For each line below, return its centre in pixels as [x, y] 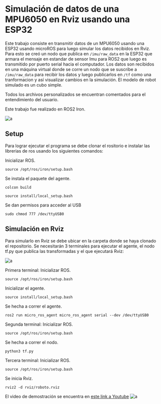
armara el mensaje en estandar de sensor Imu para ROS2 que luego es [76, 59]
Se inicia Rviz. [19, 378]
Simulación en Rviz [35, 229]
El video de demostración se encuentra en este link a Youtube [67, 396]
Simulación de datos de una [62, 9]
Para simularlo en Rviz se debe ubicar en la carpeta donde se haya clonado [81, 241]
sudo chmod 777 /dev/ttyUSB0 [35, 214]
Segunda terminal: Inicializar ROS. [39, 324]
